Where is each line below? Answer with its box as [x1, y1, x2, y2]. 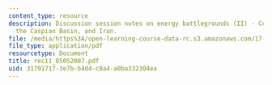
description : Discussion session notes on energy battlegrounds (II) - [8, 19, 255, 28]
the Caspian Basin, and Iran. [15, 27, 117, 35]
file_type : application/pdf [8, 42, 104, 50]
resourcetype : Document [8, 49, 89, 57]
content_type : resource [8, 11, 89, 20]
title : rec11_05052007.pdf [8, 57, 100, 66]
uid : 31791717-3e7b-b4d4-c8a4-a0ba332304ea [8, 65, 158, 73]
